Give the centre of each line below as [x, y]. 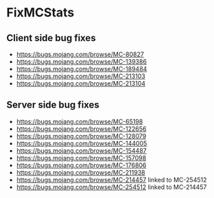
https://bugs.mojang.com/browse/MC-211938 [81, 172]
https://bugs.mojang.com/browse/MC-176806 [81, 165]
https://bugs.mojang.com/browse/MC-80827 [80, 54]
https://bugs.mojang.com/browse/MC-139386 [81, 62]
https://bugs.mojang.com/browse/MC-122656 [81, 129]
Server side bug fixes [53, 105]
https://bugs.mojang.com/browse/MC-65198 [80, 121]
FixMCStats [40, 13]
